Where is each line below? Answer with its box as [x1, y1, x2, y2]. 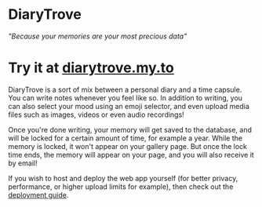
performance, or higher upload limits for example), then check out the [8, 182, 234, 191]
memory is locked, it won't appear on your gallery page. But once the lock [8, 141, 248, 151]
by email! [8, 158, 38, 168]
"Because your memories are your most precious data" [8, 31, 187, 41]
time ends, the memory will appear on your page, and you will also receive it [8, 150, 255, 159]
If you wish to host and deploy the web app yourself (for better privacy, [8, 173, 238, 183]
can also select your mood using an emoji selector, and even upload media [8, 101, 249, 111]
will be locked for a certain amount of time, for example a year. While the [8, 133, 243, 143]
